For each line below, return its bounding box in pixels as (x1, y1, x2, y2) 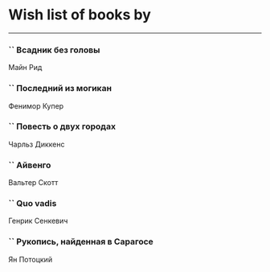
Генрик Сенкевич (8, 216, 68, 226)
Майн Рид (8, 63, 43, 72)
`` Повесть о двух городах (8, 121, 117, 132)
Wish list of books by (8, 6, 151, 24)
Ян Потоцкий (8, 254, 53, 264)
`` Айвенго (8, 159, 51, 171)
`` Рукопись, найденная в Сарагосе (8, 236, 154, 247)
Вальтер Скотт (8, 178, 59, 188)
